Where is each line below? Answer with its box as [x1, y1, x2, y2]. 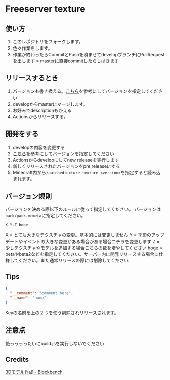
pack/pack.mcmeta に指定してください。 [5, 213, 86, 219]
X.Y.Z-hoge [5, 223, 28, 228]
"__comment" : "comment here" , [10, 291, 73, 296]
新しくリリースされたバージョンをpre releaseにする [12, 163, 120, 169]
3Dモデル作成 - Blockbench [5, 369, 63, 375]
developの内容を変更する [12, 144, 65, 150]
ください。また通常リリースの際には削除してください [18, 257, 129, 263]
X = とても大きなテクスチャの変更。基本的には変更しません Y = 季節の [5, 232, 152, 238]
